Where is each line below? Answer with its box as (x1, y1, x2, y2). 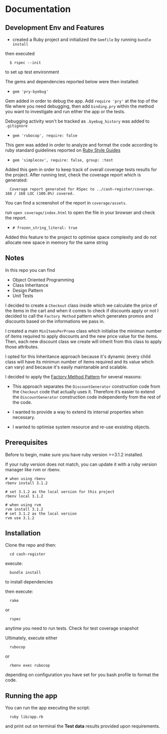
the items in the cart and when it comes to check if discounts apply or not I (5, 308, 159, 314)
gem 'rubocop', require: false (12, 133, 78, 138)
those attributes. (5, 344, 39, 350)
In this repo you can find (5, 267, 55, 273)
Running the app (5, 692, 57, 700)
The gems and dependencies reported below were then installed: (5, 79, 140, 84)
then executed (5, 51, 35, 56)
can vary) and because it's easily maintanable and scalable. (5, 364, 128, 370)
